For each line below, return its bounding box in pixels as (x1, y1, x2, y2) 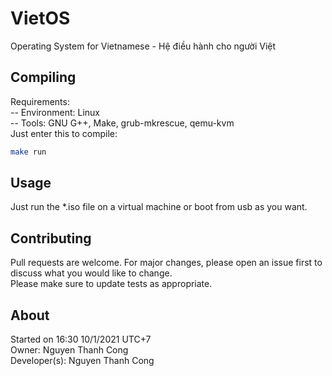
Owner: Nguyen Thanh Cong (10, 344, 129, 356)
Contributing (10, 230, 92, 247)
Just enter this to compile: (10, 127, 118, 139)
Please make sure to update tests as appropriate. (10, 278, 213, 290)
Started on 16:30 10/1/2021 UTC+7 (10, 333, 152, 346)
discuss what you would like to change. (10, 267, 173, 279)
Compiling (10, 69, 77, 86)
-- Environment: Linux (10, 106, 101, 118)
